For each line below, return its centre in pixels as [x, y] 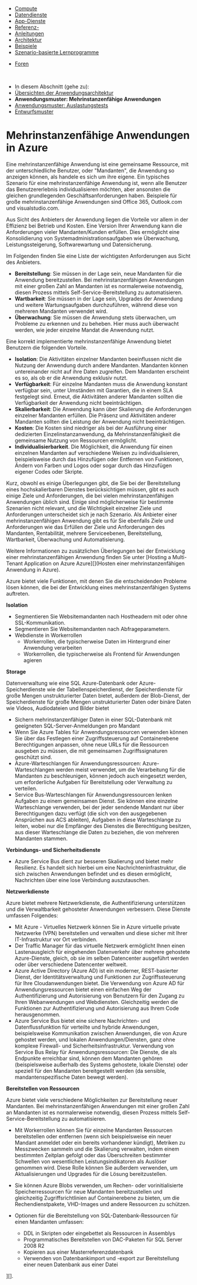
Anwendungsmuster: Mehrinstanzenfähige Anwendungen [88, 99]
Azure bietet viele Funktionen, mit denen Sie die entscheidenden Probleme [96, 581]
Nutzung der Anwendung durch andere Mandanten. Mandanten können [101, 365]
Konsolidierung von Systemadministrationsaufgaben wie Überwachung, [93, 238]
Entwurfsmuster [34, 112]
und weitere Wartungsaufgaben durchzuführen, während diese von [96, 305]
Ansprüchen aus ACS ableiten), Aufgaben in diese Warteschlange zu [98, 820]
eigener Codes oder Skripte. [49, 471]
